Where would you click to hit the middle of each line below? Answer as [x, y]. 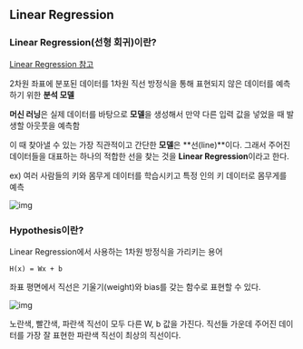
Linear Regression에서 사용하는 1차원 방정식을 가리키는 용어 [116, 251]
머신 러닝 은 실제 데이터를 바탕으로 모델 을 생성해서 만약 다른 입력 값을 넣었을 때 [147, 114]
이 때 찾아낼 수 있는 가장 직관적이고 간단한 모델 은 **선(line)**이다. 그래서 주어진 [150, 145]
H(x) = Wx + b [36, 269]
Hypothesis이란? [47, 230]
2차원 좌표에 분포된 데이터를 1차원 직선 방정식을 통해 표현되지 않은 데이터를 [142, 83]
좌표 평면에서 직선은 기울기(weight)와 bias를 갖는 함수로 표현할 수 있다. [135, 286]
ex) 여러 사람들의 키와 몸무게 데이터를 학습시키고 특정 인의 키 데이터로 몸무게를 [148, 175]
